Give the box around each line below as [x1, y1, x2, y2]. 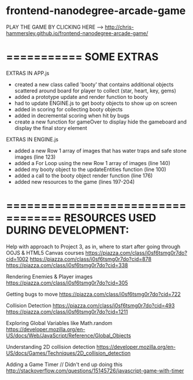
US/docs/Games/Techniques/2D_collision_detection [6, 350, 131, 357]
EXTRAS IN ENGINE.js [6, 136, 59, 143]
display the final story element [14, 124, 87, 131]
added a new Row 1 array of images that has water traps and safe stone [14, 147, 187, 154]
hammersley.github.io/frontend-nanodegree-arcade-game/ [6, 29, 149, 36]
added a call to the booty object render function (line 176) [14, 172, 153, 179]
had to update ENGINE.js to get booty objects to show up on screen [14, 100, 177, 107]
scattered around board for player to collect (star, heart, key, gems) [14, 87, 177, 94]
